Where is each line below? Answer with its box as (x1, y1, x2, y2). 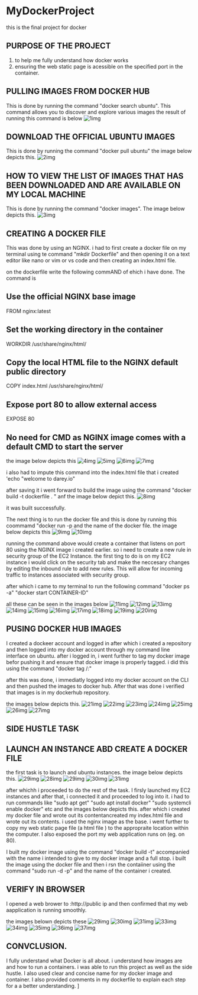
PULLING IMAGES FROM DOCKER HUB (6, 86, 150, 96)
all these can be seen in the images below (6, 601, 108, 608)
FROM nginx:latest (6, 307, 51, 314)
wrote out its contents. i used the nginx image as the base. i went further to (6, 818, 189, 825)
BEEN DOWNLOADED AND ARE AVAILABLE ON (6, 180, 181, 190)
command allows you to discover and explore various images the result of (6, 108, 186, 115)
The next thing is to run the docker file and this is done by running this (6, 516, 177, 523)
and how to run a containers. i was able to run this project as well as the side (6, 963, 193, 970)
